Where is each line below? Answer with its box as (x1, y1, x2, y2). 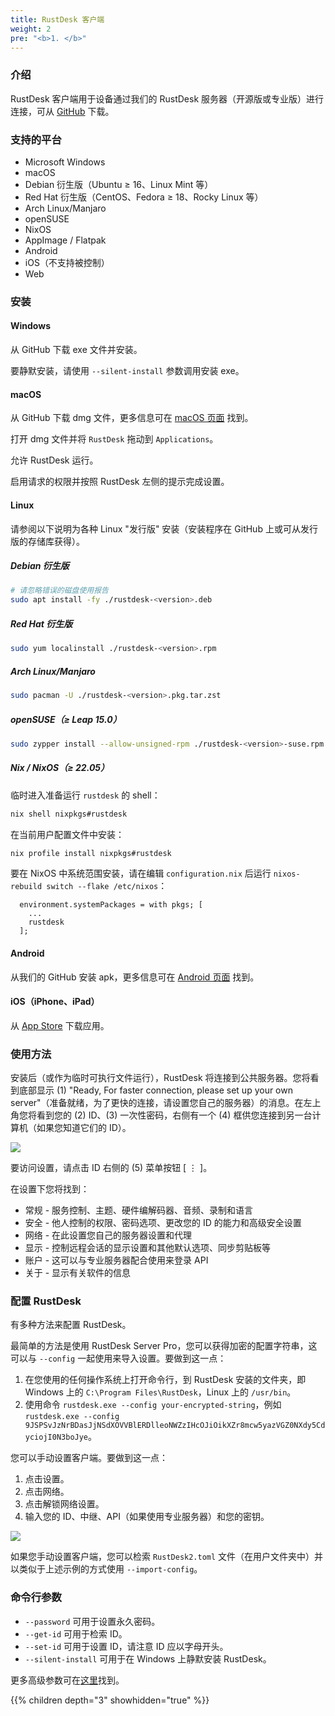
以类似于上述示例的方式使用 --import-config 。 (10, 1563, 203, 1575)
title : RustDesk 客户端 (10, 14, 105, 25)
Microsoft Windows (24, 156, 106, 168)
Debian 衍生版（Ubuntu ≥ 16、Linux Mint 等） (24, 178, 214, 190)
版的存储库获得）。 (10, 535, 85, 547)
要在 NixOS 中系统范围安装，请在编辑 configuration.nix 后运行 (10, 867, 272, 880)
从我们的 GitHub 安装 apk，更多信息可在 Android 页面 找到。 (10, 971, 260, 983)
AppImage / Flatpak (24, 234, 107, 246)
